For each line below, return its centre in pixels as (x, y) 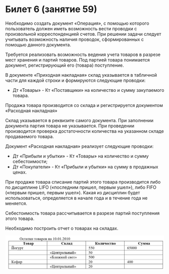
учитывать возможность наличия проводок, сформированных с (75, 39)
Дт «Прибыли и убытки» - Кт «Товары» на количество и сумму (80, 156)
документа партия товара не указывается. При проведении (70, 126)
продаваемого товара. (30, 136)
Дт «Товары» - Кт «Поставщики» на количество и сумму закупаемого (88, 90)
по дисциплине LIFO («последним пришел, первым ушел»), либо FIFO (81, 187)
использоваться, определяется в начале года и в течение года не (76, 198)
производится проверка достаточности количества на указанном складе (84, 131)
